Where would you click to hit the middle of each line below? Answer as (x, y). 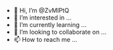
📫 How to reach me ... (45, 40)
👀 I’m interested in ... (42, 18)
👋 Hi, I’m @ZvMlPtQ (41, 10)
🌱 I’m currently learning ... (50, 25)
